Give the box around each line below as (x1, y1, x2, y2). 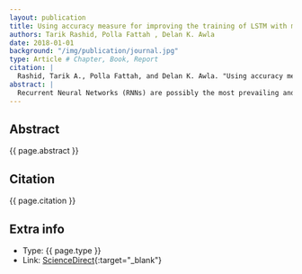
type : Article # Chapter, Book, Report (9, 55, 159, 64)
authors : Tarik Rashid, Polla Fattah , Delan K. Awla (9, 30, 216, 39)
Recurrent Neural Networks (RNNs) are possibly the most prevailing (17, 88, 280, 97)
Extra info (9, 221, 65, 236)
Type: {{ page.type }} (22, 244, 102, 256)
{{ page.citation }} (9, 195, 76, 207)
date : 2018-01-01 (9, 38, 75, 48)
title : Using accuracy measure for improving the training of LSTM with (9, 22, 288, 31)
